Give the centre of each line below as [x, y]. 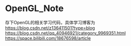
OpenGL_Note [34, 8]
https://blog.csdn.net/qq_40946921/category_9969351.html [65, 33]
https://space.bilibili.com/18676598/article [48, 38]
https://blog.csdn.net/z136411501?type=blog [50, 28]
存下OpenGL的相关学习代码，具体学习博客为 [50, 22]
